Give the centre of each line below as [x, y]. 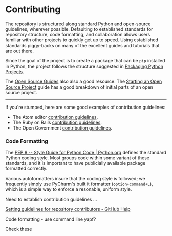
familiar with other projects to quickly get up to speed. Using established [82, 40]
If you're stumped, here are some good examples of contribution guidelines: [85, 107]
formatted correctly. [26, 169]
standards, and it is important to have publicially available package [76, 163]
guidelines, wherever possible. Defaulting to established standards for [79, 29]
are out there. [20, 51]
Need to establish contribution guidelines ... [51, 199]
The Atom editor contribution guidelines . [55, 117]
